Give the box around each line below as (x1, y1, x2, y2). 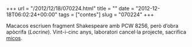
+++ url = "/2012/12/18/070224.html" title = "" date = (6, 5, 135, 12)
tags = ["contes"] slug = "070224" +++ (58, 11, 155, 18)
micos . (6, 35, 22, 41)
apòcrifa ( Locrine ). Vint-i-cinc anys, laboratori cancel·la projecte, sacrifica (6, 28, 187, 35)
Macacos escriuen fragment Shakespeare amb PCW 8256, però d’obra (6, 23, 179, 29)
